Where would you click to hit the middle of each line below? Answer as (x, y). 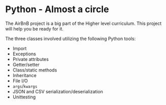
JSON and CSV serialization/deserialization (58, 91)
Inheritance (25, 75)
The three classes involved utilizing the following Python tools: (71, 39)
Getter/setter (26, 64)
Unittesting (24, 97)
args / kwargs (25, 86)
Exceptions (24, 54)
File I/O (20, 81)
